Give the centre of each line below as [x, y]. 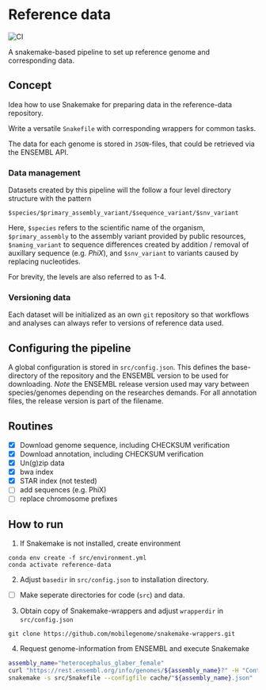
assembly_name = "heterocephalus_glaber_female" [86, 663]
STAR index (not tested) [58, 481]
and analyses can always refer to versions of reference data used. [116, 323]
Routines [31, 426]
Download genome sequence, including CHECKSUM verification [125, 445]
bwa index [36, 472]
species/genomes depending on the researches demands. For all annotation [133, 393]
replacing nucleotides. [44, 262]
